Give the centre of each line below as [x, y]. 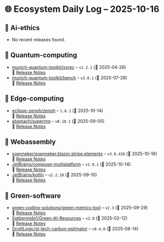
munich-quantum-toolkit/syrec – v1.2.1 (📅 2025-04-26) [69, 67]
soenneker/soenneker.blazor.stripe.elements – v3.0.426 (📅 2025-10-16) [84, 154]
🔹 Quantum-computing [41, 55]
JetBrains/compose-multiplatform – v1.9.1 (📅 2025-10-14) [71, 164]
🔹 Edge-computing [34, 98]
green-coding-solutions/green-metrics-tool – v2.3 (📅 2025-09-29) [80, 208]
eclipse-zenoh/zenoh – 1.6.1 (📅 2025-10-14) [57, 111]
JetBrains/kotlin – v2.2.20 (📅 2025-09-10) [54, 175]
